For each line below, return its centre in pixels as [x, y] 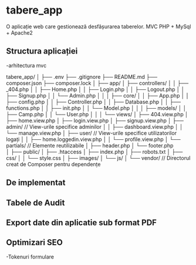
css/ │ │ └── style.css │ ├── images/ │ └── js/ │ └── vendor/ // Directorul [98, 158]
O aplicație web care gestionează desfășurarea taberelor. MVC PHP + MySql [99, 26]
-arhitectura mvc [26, 65]
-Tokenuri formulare [30, 257]
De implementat [36, 183]
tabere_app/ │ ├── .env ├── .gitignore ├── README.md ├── [82, 76]
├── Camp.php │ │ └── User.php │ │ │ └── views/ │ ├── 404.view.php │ [97, 114]
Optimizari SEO [34, 242]
